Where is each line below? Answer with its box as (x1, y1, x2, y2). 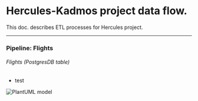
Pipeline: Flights (6, 44, 54, 52)
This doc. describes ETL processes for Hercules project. (6, 24, 143, 31)
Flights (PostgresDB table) (6, 58, 70, 66)
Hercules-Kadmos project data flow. (6, 4, 187, 18)
